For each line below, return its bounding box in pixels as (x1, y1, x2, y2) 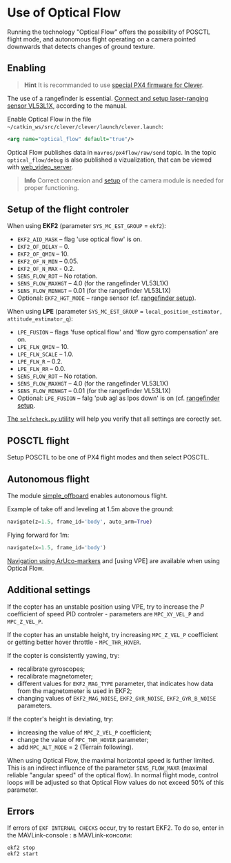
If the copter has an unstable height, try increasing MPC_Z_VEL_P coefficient (7, 630, 219, 638)
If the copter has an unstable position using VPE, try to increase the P (7, 603, 205, 611)
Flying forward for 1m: (7, 531, 70, 539)
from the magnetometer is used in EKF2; (17, 686, 132, 695)
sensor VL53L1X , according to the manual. (7, 102, 128, 110)
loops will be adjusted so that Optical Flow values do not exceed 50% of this (7, 778, 224, 786)
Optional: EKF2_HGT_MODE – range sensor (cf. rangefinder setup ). (17, 294, 197, 302)
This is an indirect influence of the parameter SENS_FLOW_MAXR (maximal (7, 764, 208, 772)
